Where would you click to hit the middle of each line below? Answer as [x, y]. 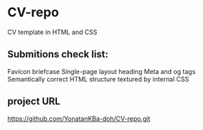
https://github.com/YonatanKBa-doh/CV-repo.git [79, 119]
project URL [34, 101]
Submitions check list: [58, 54]
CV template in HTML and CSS [52, 32]
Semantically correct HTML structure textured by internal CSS [98, 79]
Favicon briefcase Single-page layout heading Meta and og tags [101, 71]
